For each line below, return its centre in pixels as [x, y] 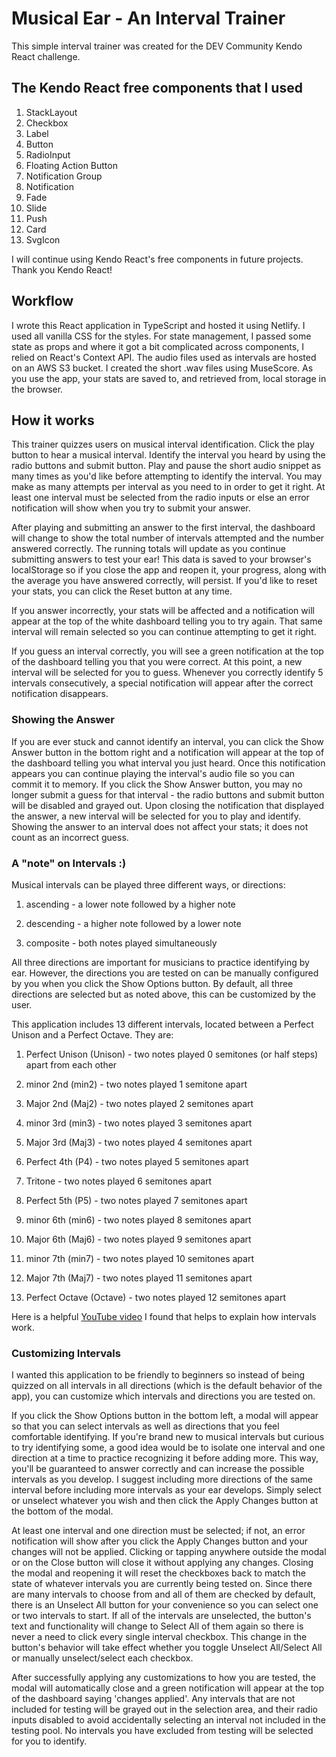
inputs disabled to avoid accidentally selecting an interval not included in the [168, 1720]
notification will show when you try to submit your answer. [131, 508]
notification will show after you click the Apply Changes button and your [159, 1541]
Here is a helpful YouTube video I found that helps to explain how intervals [164, 1316]
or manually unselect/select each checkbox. [102, 1658]
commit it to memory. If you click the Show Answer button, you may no [157, 784]
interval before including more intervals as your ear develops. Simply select [166, 1490]
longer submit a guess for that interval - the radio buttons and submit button [168, 794]
